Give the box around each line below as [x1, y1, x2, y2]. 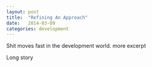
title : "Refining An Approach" [6, 14, 88, 21]
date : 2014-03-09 [6, 20, 56, 26]
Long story [6, 54, 33, 61]
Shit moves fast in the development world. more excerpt [6, 42, 147, 49]
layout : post [6, 8, 39, 15]
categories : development [6, 25, 69, 32]
